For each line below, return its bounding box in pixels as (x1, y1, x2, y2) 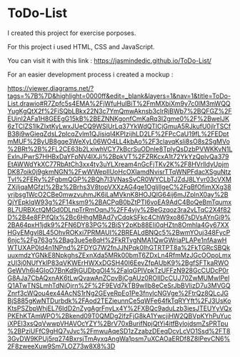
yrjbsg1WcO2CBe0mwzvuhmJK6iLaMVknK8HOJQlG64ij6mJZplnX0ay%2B (7, 190, 229, 198)
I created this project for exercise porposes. (7, 29, 136, 37)
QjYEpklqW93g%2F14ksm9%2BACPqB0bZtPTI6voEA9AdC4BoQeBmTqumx (7, 198, 232, 206)
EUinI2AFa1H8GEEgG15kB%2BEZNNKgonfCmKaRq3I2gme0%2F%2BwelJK (7, 114, 230, 123)
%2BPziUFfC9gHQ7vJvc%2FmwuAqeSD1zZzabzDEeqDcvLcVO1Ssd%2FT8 (7, 326, 231, 335)
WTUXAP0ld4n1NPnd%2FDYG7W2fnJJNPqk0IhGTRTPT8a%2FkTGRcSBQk (7, 243, 231, 251)
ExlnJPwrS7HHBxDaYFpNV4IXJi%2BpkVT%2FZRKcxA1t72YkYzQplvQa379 (7, 152, 230, 161)
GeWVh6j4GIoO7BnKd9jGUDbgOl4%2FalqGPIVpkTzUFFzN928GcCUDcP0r (7, 266, 229, 274)
